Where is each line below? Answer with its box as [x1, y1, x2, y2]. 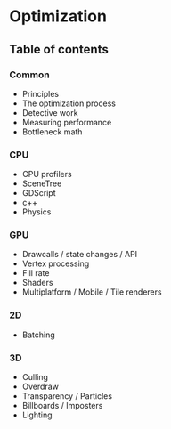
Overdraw [21, 381, 60, 393]
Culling [21, 372, 49, 383]
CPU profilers [21, 169, 73, 180]
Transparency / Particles [21, 391, 113, 401]
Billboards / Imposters [21, 401, 103, 411]
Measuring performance [21, 117, 112, 127]
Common [9, 69, 51, 81]
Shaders [21, 278, 53, 288]
